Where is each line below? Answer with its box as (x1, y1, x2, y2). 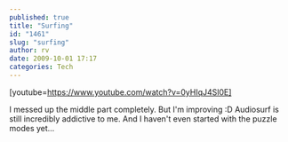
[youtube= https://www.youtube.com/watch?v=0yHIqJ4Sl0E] (9, 86, 232, 98)
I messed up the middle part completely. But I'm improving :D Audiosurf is (9, 104, 280, 114)
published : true (9, 12, 69, 22)
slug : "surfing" (9, 37, 69, 47)
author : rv (9, 46, 50, 55)
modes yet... (9, 122, 55, 133)
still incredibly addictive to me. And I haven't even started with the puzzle (9, 113, 277, 124)
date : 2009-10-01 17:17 (9, 54, 98, 63)
